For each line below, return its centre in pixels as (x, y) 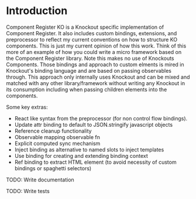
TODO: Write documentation (40, 180)
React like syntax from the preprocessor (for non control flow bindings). (101, 118)
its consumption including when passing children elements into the (87, 89)
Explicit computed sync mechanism (57, 143)
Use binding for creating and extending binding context (81, 156)
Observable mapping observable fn (57, 137)
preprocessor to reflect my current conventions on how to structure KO (92, 39)
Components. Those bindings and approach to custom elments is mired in (95, 64)
